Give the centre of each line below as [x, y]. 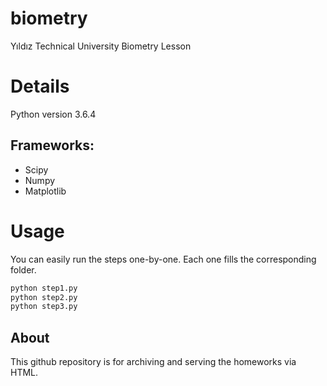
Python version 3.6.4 [53, 114]
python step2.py [44, 297]
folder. [23, 269]
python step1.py [44, 288]
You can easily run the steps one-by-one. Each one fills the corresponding [163, 259]
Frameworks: [52, 145]
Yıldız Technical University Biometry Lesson [101, 46]
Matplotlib [45, 191]
